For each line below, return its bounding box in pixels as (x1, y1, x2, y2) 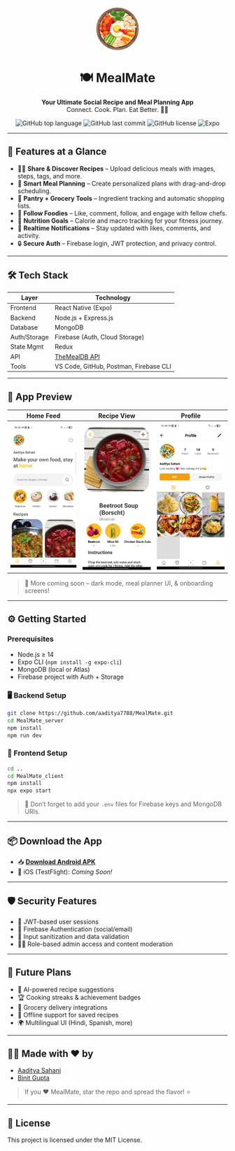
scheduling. (17, 186, 52, 195)
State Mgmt (10, 343, 44, 351)
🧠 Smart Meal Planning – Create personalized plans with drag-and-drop (17, 179, 226, 188)
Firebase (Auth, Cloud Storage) (55, 333, 145, 341)
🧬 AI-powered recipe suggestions (17, 985, 115, 994)
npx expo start (7, 787, 52, 794)
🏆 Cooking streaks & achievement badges (17, 993, 141, 1001)
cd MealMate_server (7, 717, 64, 724)
